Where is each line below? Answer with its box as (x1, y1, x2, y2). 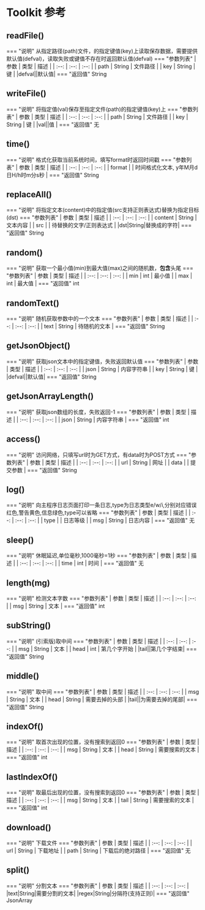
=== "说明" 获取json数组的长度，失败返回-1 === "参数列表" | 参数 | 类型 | (6, 408, 190, 415)
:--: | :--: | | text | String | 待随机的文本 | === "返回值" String (15, 323, 165, 330)
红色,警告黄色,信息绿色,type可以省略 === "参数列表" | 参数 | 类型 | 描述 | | (6, 509, 191, 516)
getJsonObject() (6, 340, 70, 351)
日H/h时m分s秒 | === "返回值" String (6, 171, 99, 178)
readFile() (6, 30, 45, 40)
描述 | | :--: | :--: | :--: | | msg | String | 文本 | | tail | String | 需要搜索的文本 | (6, 797, 194, 804)
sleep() (6, 535, 34, 545)
